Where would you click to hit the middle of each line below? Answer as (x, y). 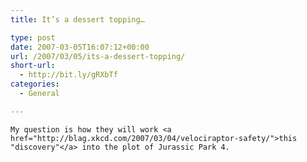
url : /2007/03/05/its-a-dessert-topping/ (98, 56)
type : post (33, 37)
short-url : (33, 66)
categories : (35, 84)
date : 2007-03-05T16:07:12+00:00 (80, 47)
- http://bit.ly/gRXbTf (68, 75)
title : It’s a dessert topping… (77, 19)
